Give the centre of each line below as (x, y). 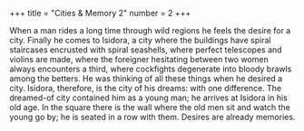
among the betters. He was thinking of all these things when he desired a (146, 79)
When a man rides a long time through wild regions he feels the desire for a (150, 30)
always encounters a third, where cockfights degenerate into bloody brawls (151, 69)
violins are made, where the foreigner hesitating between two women (139, 59)
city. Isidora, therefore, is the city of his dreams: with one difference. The (146, 88)
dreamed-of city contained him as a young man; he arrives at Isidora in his (148, 98)
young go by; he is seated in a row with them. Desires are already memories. (152, 117)
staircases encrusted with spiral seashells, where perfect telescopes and (146, 50)
